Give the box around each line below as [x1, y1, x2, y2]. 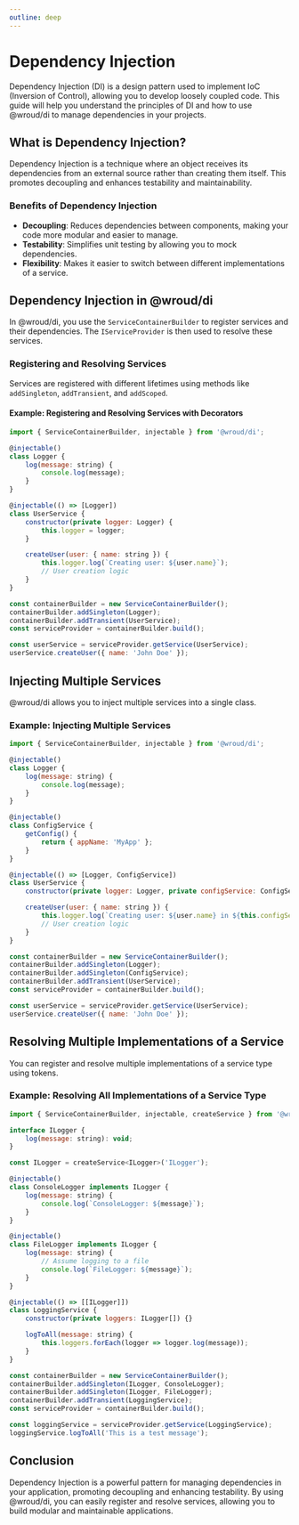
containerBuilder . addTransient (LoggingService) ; [9, 1396, 193, 1405]
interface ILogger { [9, 1125, 86, 1135]
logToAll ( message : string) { [25, 1330, 133, 1340]
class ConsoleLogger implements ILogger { [9, 1183, 169, 1192]
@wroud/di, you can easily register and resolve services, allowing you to [9, 1496, 276, 1506]
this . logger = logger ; [41, 526, 125, 535]
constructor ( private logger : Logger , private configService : [25, 887, 256, 896]
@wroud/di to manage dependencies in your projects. [9, 109, 207, 120]
